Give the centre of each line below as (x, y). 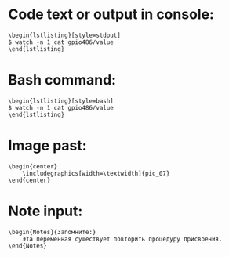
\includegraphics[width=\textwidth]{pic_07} (96, 173)
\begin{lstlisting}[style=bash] (61, 101)
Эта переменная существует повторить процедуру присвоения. (122, 239)
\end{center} (29, 180)
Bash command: (62, 80)
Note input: (45, 211)
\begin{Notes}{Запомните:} (52, 232)
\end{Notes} (27, 246)
